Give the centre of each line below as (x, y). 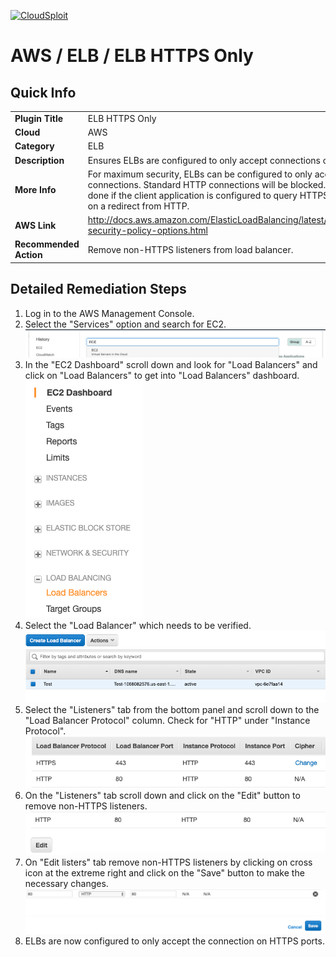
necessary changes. (66, 883)
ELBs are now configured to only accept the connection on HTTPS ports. (174, 941)
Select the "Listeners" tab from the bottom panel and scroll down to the (172, 710)
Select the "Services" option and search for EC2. (125, 324)
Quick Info (43, 92)
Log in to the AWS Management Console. (109, 313)
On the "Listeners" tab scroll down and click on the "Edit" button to (162, 796)
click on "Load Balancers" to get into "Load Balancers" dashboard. (162, 376)
